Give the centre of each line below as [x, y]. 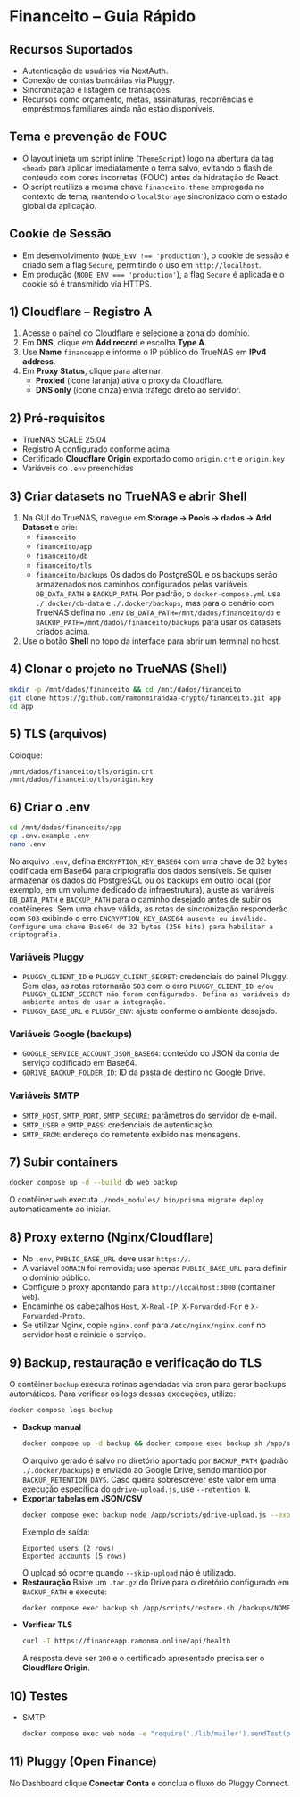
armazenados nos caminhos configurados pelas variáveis [142, 584]
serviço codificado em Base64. [79, 1063]
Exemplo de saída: [56, 1532]
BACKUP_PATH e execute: [64, 1592]
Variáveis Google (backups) [71, 1034]
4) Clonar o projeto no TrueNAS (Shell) [118, 669]
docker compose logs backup [62, 1410]
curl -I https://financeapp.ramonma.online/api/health [126, 1641]
